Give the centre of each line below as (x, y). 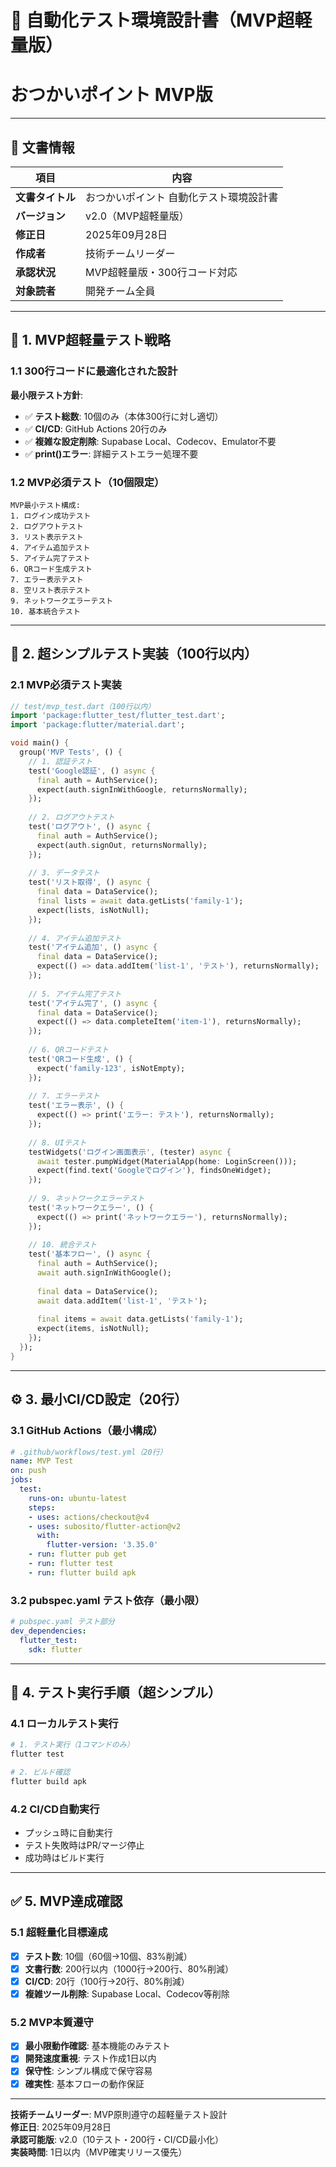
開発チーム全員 (120, 291)
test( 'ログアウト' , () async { (90, 827)
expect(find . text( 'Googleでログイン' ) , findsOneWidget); (154, 1171)
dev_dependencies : (48, 1631)
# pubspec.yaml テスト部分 (62, 1622)
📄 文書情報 (42, 147)
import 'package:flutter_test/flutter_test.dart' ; (118, 716)
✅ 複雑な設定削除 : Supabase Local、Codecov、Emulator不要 (150, 441)
